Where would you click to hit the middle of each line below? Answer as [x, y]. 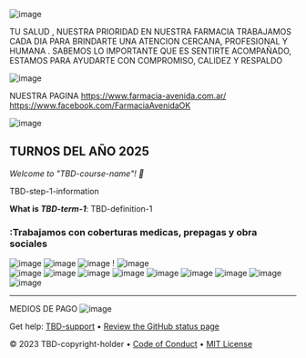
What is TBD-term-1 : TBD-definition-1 [81, 208]
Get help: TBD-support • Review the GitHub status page [115, 326]
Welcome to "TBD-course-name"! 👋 [76, 174]
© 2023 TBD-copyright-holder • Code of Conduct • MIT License [131, 344]
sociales [29, 244]
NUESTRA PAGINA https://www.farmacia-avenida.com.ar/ [118, 96]
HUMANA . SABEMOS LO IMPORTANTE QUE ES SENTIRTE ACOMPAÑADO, [151, 51]
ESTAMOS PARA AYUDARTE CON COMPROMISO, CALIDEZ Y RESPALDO [146, 60]
